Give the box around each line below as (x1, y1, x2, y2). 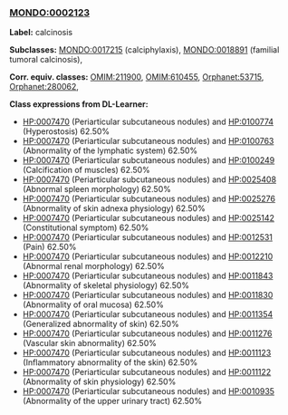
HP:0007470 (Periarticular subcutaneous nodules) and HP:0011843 (22, 270, 274, 282)
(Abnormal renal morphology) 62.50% (22, 261, 166, 272)
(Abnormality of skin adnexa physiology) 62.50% (22, 203, 206, 214)
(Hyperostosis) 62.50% (22, 126, 110, 137)
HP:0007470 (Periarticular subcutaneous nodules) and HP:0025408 (22, 174, 277, 185)
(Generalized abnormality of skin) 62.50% (22, 319, 179, 330)
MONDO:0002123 (9, 6, 91, 19)
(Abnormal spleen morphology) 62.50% (22, 184, 172, 195)
